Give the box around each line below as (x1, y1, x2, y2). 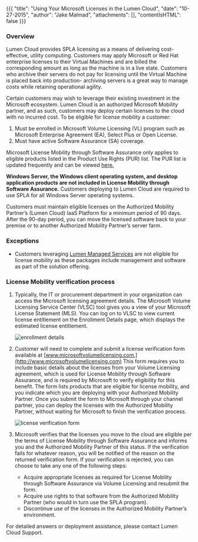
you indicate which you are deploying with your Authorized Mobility (14, 389, 179, 396)
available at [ (14, 351, 46, 358)
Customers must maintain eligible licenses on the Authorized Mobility (6, 203, 174, 210)
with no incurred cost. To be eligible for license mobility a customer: (6, 113, 171, 120)
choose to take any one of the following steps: (14, 462, 127, 469)
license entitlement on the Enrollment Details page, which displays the (14, 316, 185, 323)
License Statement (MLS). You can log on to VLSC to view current (14, 309, 175, 316)
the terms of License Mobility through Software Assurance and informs (14, 437, 187, 444)
